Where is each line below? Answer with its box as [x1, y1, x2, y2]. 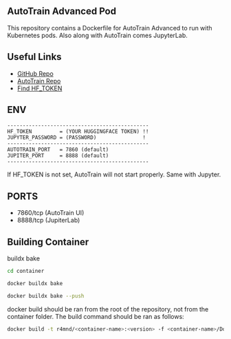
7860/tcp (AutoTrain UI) [16, 209, 85, 217]
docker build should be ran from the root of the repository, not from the [7, 305, 209, 313]
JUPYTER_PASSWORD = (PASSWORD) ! [7, 134, 146, 141]
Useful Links [7, 51, 62, 63]
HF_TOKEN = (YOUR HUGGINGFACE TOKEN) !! [7, 128, 149, 135]
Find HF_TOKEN [16, 84, 63, 92]
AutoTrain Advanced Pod [7, 6, 117, 17]
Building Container [7, 236, 89, 247]
